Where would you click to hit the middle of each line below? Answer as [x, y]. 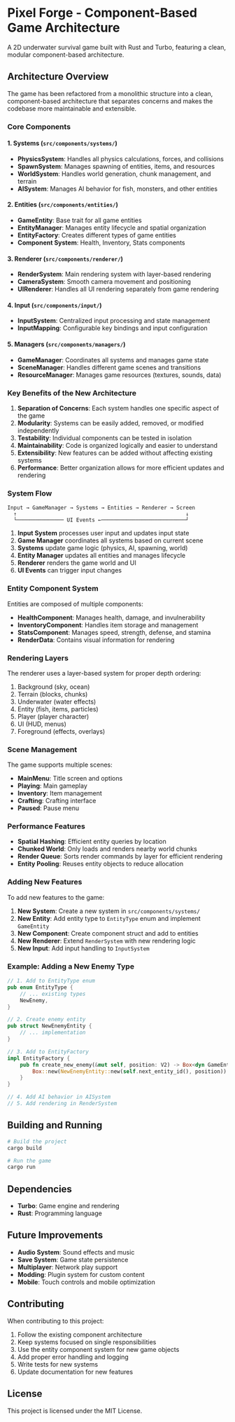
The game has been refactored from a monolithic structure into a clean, [110, 93]
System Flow [30, 493]
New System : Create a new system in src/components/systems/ [109, 911]
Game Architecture [64, 28]
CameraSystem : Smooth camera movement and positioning [104, 282]
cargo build [24, 1148]
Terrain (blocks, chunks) [52, 694]
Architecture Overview [58, 77]
